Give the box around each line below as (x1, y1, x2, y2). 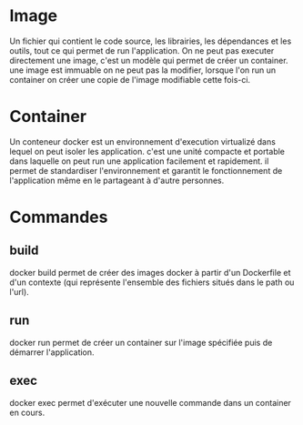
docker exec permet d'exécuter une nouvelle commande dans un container (9, 397, 291, 408)
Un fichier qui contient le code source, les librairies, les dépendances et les (9, 35, 292, 46)
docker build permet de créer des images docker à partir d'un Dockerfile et (9, 267, 291, 278)
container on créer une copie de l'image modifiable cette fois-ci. (9, 74, 251, 85)
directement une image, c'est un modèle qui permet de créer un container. (9, 55, 288, 66)
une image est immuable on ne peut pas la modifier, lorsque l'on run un (9, 65, 277, 76)
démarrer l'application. (9, 347, 95, 358)
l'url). (9, 286, 29, 297)
